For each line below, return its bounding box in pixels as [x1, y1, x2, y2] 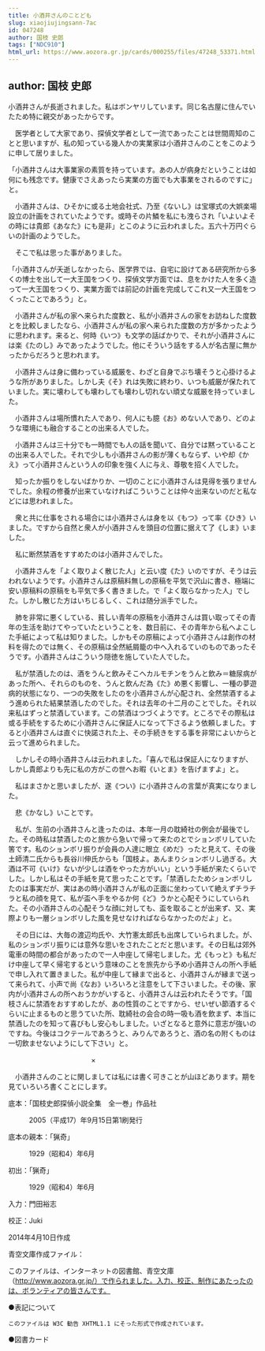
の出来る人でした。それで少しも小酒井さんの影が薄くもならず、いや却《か [8, 450, 250, 459]
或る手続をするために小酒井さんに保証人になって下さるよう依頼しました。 [8, 718, 250, 727]
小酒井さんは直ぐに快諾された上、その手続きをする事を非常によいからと [21, 727, 257, 737]
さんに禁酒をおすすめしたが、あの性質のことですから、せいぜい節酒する [14, 998, 250, 1008]
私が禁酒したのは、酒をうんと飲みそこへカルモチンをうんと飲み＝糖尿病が [14, 668, 257, 678]
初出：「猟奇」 [8, 1165, 54, 1175]
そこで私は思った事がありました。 [14, 248, 126, 257]
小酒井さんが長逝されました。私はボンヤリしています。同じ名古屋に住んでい [8, 102, 256, 111]
